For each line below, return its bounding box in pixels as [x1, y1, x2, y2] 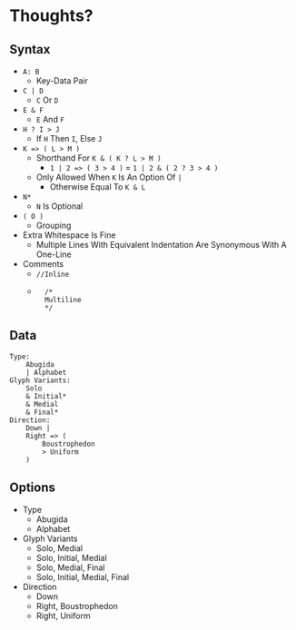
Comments [22, 259, 64, 269]
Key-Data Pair [35, 75, 88, 86]
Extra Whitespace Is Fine [22, 230, 116, 241]
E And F [35, 114, 65, 124]
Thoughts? [9, 5, 94, 26]
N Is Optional [35, 201, 84, 212]
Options [9, 480, 56, 496]
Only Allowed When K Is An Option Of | [35, 172, 183, 182]
